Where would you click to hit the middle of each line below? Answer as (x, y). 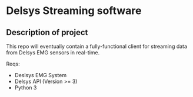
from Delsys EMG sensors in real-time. (53, 53)
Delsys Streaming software (74, 11)
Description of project (47, 32)
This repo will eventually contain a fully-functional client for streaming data (96, 46)
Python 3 (26, 88)
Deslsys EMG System (40, 75)
